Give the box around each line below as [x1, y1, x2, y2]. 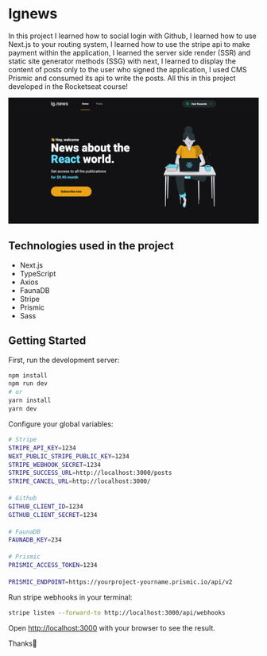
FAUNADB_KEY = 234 [8, 536, 62, 544]
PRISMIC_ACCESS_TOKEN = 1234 [8, 561, 98, 569]
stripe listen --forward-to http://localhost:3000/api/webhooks [8, 608, 226, 616]
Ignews [8, 5, 58, 23]
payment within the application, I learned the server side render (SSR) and [8, 48, 251, 57]
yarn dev [8, 405, 37, 413]
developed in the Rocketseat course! [8, 81, 129, 91]
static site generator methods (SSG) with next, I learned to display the [8, 56, 237, 66]
